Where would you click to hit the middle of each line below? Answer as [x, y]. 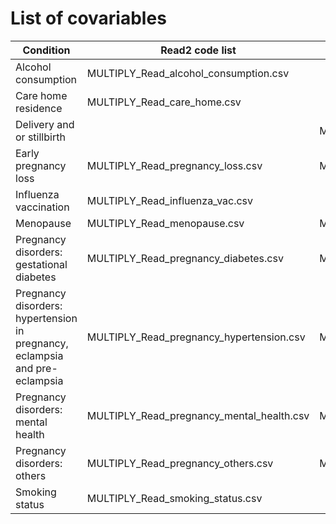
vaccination [42, 207]
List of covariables [88, 18]
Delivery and [45, 124]
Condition [46, 50]
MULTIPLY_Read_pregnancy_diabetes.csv [185, 258]
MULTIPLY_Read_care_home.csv [164, 102]
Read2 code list [198, 50]
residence [39, 108]
